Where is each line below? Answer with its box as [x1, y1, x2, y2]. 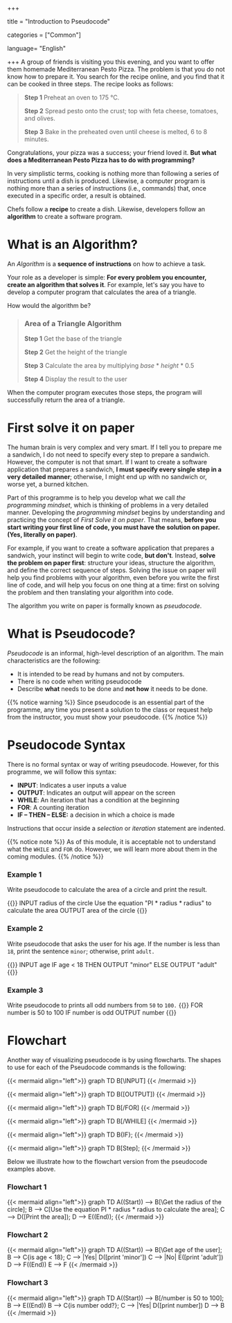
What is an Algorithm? [7, 237, 139, 252]
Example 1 [7, 870, 42, 879]
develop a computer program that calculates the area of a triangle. [7, 288, 197, 296]
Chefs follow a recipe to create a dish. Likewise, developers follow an [7, 205, 206, 213]
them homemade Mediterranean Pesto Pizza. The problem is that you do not [7, 65, 225, 73]
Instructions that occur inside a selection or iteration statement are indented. [7, 825, 226, 833]
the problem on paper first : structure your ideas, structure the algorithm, [7, 559, 216, 567]
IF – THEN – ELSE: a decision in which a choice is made [17, 811, 175, 819]
